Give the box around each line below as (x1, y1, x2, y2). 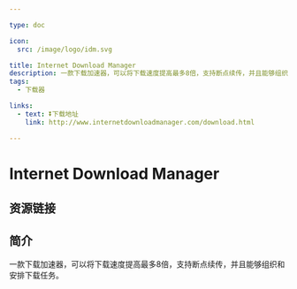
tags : (9, 77, 29, 87)
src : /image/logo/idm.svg (17, 45, 113, 54)
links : (9, 102, 34, 110)
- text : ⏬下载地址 (17, 110, 80, 118)
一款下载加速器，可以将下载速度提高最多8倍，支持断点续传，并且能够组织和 (9, 258, 286, 270)
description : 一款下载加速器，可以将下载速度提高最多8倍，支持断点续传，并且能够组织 (9, 69, 289, 78)
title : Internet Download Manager (9, 61, 137, 70)
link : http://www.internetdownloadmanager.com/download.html (25, 118, 255, 126)
